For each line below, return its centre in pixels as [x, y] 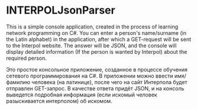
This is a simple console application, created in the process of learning [92, 27]
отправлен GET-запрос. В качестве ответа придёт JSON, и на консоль [95, 88]
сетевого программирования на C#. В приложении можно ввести [90, 76]
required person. [27, 58]
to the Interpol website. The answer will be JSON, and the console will [91, 46]
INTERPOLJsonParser [61, 10]
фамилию [18, 82]
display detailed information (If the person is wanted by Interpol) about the [97, 51]
